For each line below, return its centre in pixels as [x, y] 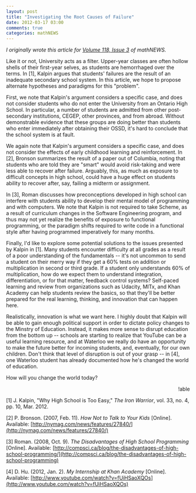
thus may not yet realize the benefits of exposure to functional [81, 219]
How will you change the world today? [52, 378]
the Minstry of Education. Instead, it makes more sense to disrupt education [97, 329]
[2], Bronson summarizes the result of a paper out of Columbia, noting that [96, 158]
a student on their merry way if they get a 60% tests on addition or [86, 262]
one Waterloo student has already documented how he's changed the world [97, 360]
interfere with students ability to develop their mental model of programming [98, 201]
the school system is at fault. [41, 135]
